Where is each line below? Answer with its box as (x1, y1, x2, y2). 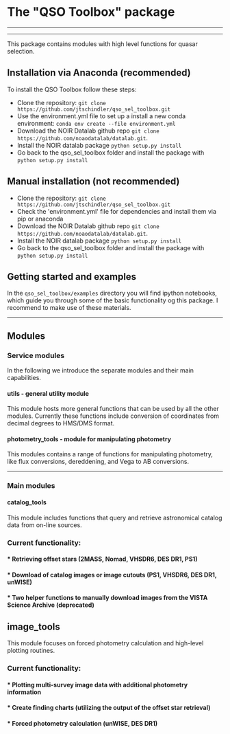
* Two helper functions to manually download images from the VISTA (7, 594, 208, 602)
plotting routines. (7, 647, 55, 655)
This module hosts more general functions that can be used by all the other (7, 405, 219, 413)
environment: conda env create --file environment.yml (16, 119, 176, 127)
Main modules (7, 481, 56, 491)
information (7, 688, 42, 696)
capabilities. (7, 374, 41, 382)
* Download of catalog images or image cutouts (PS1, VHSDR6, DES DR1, (7, 570, 217, 579)
